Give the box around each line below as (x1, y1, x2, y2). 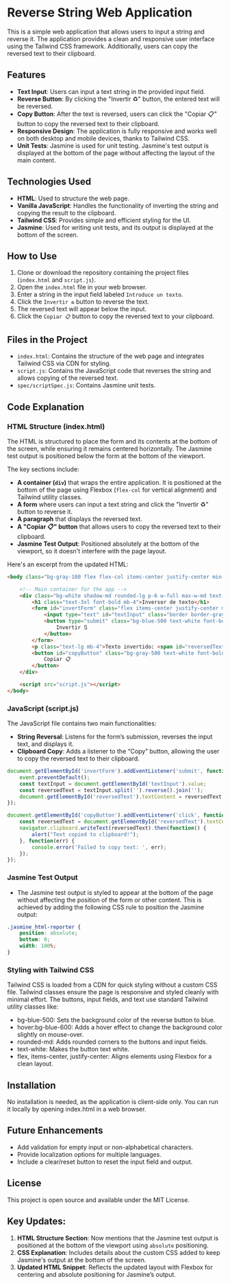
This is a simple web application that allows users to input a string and (7, 27, 205, 36)
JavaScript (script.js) (7, 704, 79, 713)
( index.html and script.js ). (16, 276, 96, 284)
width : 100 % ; (19, 943, 57, 950)
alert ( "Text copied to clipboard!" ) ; (31, 831, 139, 838)
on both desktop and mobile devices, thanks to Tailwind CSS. (16, 134, 190, 142)
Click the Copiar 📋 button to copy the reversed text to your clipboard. (16, 312, 214, 320)
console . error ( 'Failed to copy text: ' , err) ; (31, 843, 167, 851)
